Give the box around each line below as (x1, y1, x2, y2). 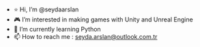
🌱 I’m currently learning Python (13, 26, 101, 33)
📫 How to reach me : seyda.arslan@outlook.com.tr (13, 33, 158, 40)
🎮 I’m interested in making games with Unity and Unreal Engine (13, 15, 193, 23)
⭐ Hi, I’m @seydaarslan (13, 5, 79, 13)
